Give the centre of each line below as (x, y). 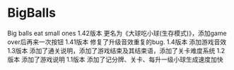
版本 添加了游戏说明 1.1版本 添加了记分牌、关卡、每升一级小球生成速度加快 (116, 59)
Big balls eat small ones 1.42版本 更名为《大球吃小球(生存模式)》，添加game (117, 33)
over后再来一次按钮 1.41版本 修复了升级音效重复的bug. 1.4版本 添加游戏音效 (117, 42)
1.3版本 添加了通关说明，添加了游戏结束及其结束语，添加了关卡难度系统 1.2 (116, 50)
